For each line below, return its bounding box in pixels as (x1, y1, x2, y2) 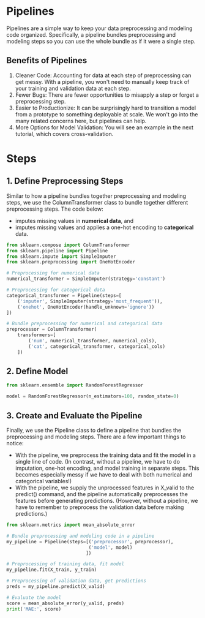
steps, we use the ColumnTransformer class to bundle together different (6, 198, 188, 206)
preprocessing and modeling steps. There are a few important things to (6, 433, 186, 440)
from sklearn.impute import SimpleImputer (6, 253, 116, 260)
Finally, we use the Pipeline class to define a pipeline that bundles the (6, 427, 182, 434)
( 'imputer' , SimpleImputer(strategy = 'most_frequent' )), (17, 298, 163, 304)
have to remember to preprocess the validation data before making (15, 503, 184, 511)
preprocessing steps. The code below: (6, 205, 104, 213)
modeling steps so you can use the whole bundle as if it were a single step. (6, 37, 196, 45)
